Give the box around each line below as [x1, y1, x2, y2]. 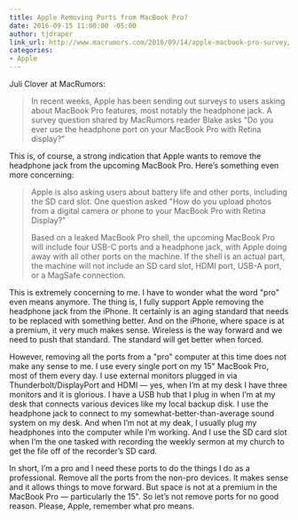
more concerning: [9, 169, 74, 180]
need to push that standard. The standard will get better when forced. [9, 335, 264, 344]
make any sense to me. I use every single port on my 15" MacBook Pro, [9, 361, 269, 371]
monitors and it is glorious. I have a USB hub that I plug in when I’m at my [9, 390, 276, 399]
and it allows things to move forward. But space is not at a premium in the [9, 482, 278, 492]
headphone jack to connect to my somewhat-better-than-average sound [9, 408, 275, 418]
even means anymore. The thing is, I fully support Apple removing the [9, 296, 264, 307]
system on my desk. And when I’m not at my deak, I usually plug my [9, 418, 257, 428]
